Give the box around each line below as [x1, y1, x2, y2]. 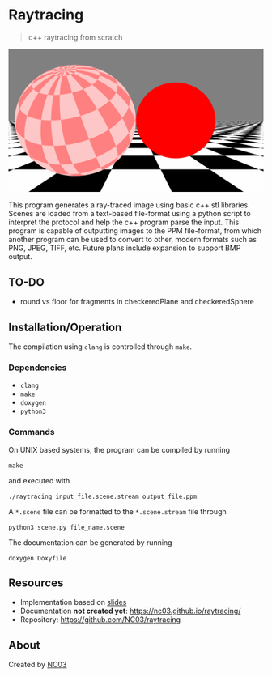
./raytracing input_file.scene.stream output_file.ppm [8, 492, 198, 500]
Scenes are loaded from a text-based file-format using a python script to [8, 209, 251, 219]
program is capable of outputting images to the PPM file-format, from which [8, 226, 262, 236]
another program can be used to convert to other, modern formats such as [8, 235, 257, 245]
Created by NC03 [8, 660, 67, 670]
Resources [8, 577, 64, 590]
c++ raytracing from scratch [28, 32, 123, 42]
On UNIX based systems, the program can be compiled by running [8, 445, 231, 454]
